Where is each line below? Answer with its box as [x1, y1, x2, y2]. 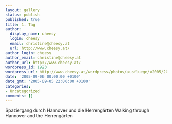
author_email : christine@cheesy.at [5, 55, 81, 60]
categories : [5, 84, 31, 89]
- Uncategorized [5, 88, 40, 94]
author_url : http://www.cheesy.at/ [5, 60, 81, 65]
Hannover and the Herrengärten [5, 113, 73, 119]
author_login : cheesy [5, 50, 52, 55]
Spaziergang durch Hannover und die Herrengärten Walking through [5, 107, 150, 113]
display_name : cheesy [10, 31, 56, 36]
